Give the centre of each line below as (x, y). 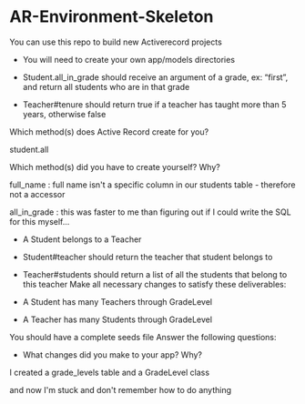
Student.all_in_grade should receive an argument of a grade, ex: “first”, (155, 77)
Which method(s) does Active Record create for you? (109, 131)
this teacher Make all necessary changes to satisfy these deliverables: (154, 284)
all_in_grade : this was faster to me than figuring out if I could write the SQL (150, 212)
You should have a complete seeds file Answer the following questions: (143, 337)
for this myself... (40, 221)
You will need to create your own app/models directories (128, 59)
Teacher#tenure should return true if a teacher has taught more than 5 (154, 104)
